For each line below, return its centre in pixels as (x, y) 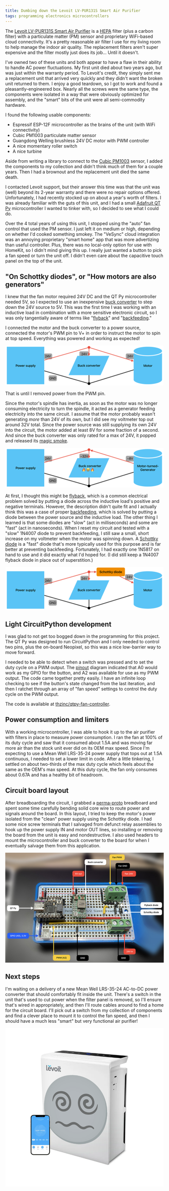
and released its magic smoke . (37, 441)
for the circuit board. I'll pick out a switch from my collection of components (84, 1010)
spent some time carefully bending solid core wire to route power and (77, 808)
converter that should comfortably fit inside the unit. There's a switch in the (83, 994)
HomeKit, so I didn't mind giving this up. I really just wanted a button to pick (83, 250)
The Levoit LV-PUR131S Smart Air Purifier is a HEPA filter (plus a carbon (79, 31)
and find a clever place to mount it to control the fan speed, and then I (77, 1016)
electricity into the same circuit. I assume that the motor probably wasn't (80, 414)
